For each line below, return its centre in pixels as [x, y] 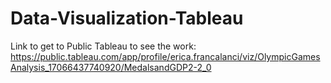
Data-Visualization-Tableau [127, 18]
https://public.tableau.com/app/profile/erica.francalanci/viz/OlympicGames [165, 56]
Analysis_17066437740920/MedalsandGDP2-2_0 [111, 67]
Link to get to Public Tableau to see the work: [103, 46]
